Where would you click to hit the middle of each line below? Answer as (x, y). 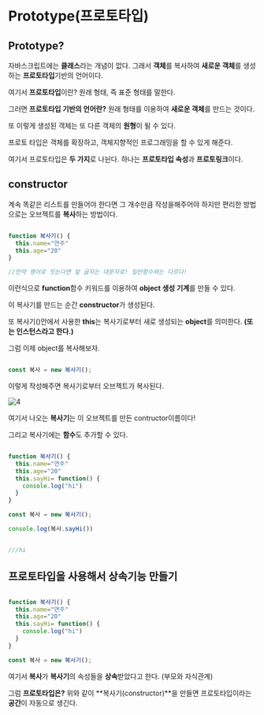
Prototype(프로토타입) (79, 16)
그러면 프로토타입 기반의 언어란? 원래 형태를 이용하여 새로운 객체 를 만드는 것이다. (132, 109)
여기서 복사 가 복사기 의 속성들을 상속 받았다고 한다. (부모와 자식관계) (111, 676)
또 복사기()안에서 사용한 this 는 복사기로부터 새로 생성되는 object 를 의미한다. (125, 322)
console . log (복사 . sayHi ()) (51, 529)
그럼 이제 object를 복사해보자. (54, 348)
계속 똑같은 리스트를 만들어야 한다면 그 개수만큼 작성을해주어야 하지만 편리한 (125, 204)
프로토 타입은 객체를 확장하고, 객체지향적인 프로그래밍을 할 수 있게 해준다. (121, 142)
